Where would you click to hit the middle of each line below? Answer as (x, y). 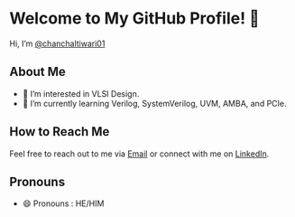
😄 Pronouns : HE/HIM (63, 203)
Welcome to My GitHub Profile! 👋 (134, 19)
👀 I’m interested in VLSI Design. (81, 93)
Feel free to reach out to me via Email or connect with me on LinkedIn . (139, 154)
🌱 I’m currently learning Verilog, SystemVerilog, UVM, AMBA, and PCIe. (154, 103)
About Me (37, 72)
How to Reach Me (60, 132)
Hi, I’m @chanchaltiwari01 (57, 43)
